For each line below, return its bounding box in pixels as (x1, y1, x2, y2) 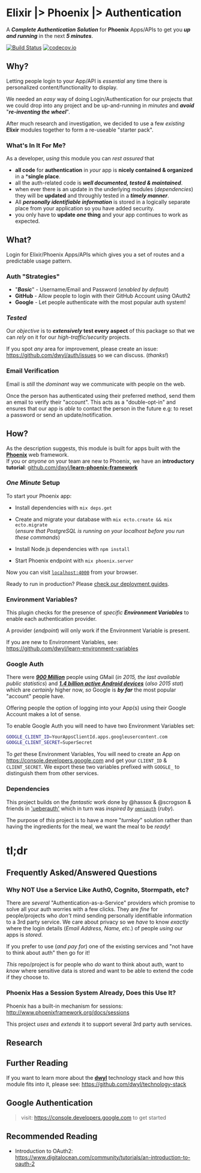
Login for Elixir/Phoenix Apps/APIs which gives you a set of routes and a (6, 251, 185, 258)
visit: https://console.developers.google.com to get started (20, 1114, 167, 1121)
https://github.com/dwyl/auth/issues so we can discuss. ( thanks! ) (6, 352, 169, 359)
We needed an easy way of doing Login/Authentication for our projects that (6, 95, 193, 102)
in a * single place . (14, 173, 61, 180)
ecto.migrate (14, 522, 48, 528)
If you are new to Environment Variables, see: (6, 639, 118, 646)
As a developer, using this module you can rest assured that (6, 155, 155, 162)
